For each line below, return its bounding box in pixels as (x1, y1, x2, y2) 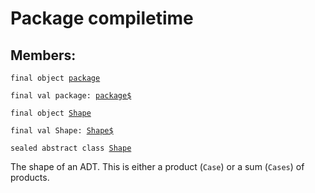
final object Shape (10, 108, 92, 118)
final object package (10, 73, 101, 83)
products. (10, 172, 50, 183)
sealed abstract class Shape (10, 143, 132, 153)
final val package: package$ (10, 91, 132, 101)
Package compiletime (10, 7, 194, 30)
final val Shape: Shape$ (10, 126, 114, 136)
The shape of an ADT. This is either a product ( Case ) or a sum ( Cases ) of (10, 161, 305, 172)
